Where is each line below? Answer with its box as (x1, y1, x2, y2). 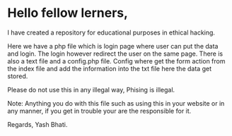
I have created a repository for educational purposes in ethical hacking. (7, 28, 216, 37)
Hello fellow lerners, (7, 5, 129, 21)
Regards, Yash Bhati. (7, 120, 68, 128)
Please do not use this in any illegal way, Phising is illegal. (7, 85, 175, 94)
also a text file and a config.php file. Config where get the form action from (7, 56, 226, 65)
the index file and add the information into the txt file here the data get (7, 64, 212, 73)
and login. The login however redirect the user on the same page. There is (7, 49, 224, 58)
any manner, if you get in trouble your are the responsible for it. (7, 106, 192, 115)
